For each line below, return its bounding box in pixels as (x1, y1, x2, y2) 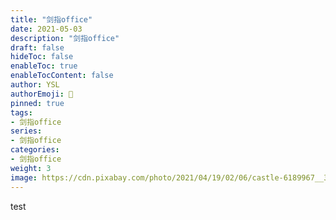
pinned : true (10, 98, 65, 108)
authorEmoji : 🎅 (10, 89, 74, 99)
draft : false (10, 42, 65, 53)
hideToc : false (10, 52, 74, 62)
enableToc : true (10, 61, 78, 71)
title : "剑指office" (10, 14, 93, 25)
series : (10, 126, 43, 136)
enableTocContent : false (10, 71, 114, 81)
